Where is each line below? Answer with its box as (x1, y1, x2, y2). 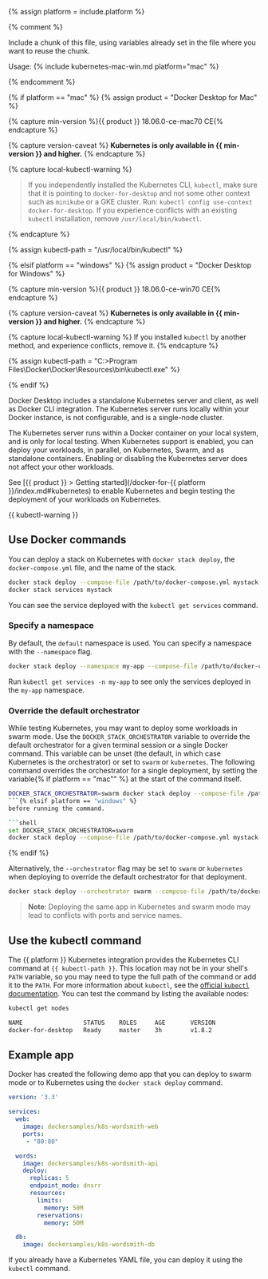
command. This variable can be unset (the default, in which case (8, 749, 222, 758)
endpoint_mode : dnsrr (29, 1182, 102, 1190)
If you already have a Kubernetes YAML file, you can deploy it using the (8, 1255, 243, 1265)
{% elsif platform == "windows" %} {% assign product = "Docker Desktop (8, 260, 252, 270)
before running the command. (8, 804, 105, 812)
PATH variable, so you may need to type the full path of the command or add (8, 971, 257, 981)
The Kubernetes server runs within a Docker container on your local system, (8, 428, 259, 438)
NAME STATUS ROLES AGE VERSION (8, 1019, 216, 1027)
